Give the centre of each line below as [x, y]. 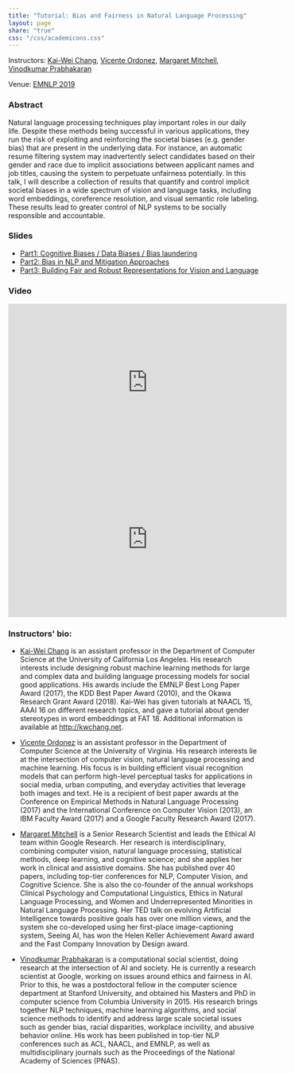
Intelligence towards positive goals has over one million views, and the [135, 919]
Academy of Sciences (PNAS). [70, 1061]
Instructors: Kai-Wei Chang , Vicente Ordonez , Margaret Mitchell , [114, 60]
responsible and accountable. [57, 215]
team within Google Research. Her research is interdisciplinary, [123, 843]
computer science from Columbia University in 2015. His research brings [139, 1002]
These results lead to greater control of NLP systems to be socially [117, 207]
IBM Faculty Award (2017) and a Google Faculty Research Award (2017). [138, 819]
